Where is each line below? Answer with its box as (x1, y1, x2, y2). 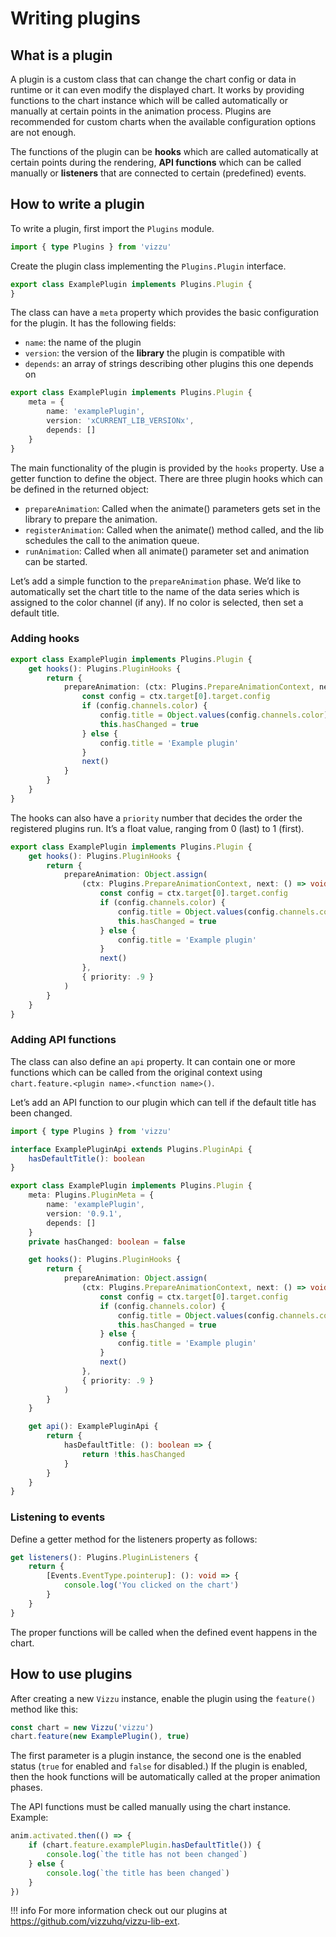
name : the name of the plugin (24, 337, 142, 349)
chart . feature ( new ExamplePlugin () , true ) (10, 1732, 190, 1742)
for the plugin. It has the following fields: (10, 317, 177, 329)
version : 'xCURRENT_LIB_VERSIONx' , (46, 416, 195, 426)
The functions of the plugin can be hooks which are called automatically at (10, 146, 319, 157)
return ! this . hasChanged (81, 1449, 186, 1459)
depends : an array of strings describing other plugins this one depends (24, 358, 314, 370)
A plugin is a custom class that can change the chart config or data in (10, 73, 297, 85)
